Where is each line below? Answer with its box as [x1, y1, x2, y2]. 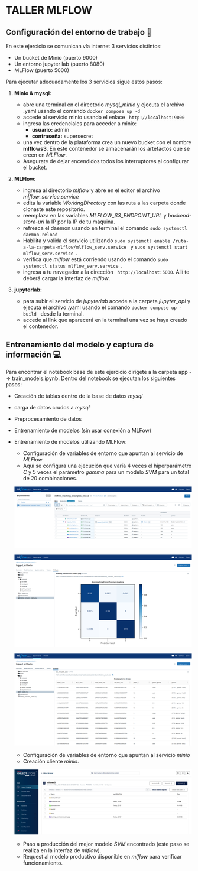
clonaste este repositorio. [22, 206, 85, 213]
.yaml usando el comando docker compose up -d [22, 108, 140, 114]
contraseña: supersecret [31, 132, 93, 139]
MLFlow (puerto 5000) [14, 67, 69, 74]
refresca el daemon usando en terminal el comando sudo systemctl [22, 225, 187, 231]
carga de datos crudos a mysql [14, 404, 90, 411]
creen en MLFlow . [22, 151, 67, 158]
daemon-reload [22, 232, 58, 238]
